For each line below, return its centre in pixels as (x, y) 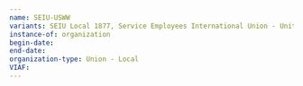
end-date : (28, 51)
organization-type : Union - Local (74, 59)
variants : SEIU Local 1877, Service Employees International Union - (143, 26)
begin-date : (32, 43)
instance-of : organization (60, 34)
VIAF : (19, 68)
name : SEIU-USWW (40, 17)
